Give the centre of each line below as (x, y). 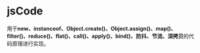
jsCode (25, 11)
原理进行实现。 (30, 43)
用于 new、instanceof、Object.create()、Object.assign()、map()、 (92, 28)
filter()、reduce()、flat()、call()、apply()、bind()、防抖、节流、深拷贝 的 (98, 36)
